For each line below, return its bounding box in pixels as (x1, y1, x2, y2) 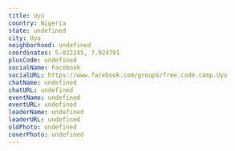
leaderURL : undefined (8, 116, 81, 124)
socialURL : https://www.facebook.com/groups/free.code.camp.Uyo (8, 71, 228, 79)
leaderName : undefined (8, 109, 84, 117)
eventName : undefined (8, 93, 81, 101)
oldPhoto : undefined (8, 123, 78, 131)
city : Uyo (8, 34, 42, 42)
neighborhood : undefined (8, 42, 91, 50)
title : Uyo (8, 11, 45, 20)
